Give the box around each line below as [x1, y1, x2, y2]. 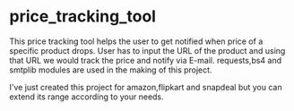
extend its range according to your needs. [9, 91, 164, 102]
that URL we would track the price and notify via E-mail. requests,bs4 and [9, 55, 282, 65]
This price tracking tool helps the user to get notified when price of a [9, 36, 264, 47]
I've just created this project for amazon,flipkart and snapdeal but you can [9, 81, 282, 92]
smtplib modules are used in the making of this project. [9, 64, 212, 75]
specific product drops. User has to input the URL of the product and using [9, 45, 286, 55]
